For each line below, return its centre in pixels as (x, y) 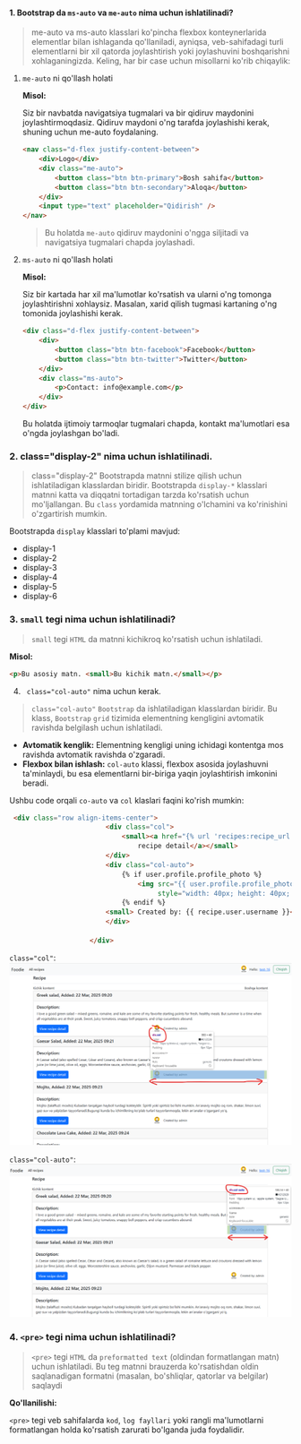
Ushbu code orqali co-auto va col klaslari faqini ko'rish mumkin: (127, 800)
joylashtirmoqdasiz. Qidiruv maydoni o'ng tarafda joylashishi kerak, (146, 123)
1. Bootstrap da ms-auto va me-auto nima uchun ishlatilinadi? (121, 13)
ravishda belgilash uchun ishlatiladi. (97, 727)
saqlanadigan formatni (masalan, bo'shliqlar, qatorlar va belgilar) (150, 1376)
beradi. (35, 783)
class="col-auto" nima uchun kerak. (94, 691)
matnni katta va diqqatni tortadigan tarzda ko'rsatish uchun (140, 495)
